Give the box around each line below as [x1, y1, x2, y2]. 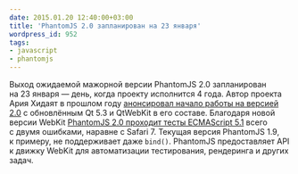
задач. [9, 155, 34, 165]
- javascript [9, 46, 58, 55]
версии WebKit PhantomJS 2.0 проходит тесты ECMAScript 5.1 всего [9, 117, 268, 128]
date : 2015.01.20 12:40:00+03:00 [9, 12, 134, 22]
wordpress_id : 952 [9, 29, 78, 38]
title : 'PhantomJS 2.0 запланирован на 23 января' [9, 21, 202, 30]
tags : [9, 37, 29, 47]
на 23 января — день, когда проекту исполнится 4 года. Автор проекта [9, 88, 283, 99]
